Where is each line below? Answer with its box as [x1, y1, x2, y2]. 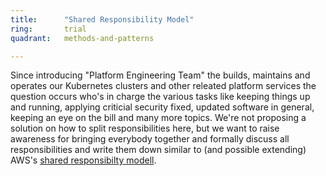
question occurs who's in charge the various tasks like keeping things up [10, 91, 311, 103]
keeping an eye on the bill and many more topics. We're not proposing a [10, 112, 307, 124]
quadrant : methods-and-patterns [10, 33, 155, 43]
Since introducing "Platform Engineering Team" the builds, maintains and [10, 69, 311, 81]
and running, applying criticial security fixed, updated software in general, [10, 101, 315, 113]
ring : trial [10, 24, 87, 34]
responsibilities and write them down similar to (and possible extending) [10, 144, 307, 156]
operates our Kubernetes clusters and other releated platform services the [10, 80, 317, 92]
